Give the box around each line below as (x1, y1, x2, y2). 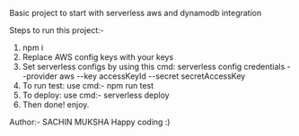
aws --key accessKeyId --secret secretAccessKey (59, 71, 246, 81)
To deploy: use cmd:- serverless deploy (22, 89, 170, 100)
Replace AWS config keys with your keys (22, 52, 174, 62)
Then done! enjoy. (22, 99, 90, 110)
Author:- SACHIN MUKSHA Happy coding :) (9, 116, 171, 127)
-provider (22, 71, 58, 81)
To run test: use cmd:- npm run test (22, 81, 154, 90)
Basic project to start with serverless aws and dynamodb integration (9, 8, 262, 18)
